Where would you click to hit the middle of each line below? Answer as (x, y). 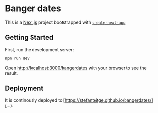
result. (12, 73)
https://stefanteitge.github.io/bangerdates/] (109, 100)
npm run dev (17, 58)
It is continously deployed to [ (35, 100)
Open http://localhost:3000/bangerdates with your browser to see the (76, 68)
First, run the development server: (40, 49)
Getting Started (29, 38)
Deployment (24, 89)
